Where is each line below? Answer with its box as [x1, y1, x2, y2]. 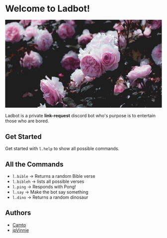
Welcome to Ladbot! [5, 3, 90, 14]
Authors [5, 209, 31, 217]
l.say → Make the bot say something [12, 189, 88, 195]
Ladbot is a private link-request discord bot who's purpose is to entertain [5, 113, 156, 119]
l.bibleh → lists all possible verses [12, 178, 84, 184]
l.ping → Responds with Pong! [12, 184, 76, 190]
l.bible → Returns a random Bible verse [12, 173, 95, 179]
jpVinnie [12, 227, 29, 233]
